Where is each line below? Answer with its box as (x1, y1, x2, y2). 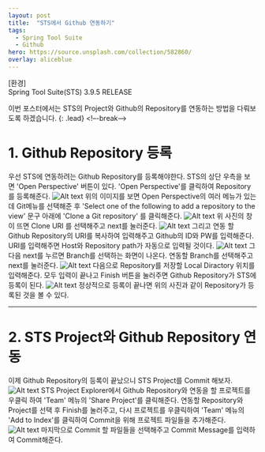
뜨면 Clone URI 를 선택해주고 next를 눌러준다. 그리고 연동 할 (16, 220, 234, 230)
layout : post (8, 11, 51, 20)
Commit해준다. (16, 435, 63, 444)
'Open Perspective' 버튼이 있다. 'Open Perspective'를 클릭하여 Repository (16, 181, 252, 190)
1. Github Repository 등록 (8, 144, 173, 162)
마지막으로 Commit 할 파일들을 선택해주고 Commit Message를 (40, 424, 235, 435)
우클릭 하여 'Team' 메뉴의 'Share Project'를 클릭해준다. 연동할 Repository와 (8, 395, 244, 405)
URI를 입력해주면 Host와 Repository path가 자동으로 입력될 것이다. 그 (8, 240, 256, 250)
